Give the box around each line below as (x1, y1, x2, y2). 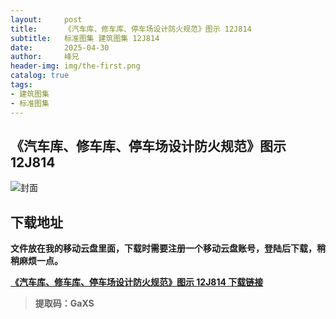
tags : (10, 80, 33, 90)
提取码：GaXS (34, 297, 95, 310)
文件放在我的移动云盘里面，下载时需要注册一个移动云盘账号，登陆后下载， (10, 242, 317, 255)
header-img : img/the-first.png (10, 61, 141, 71)
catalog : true (10, 71, 70, 81)
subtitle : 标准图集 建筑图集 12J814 (10, 33, 160, 43)
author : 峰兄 (10, 52, 80, 62)
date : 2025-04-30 (10, 42, 110, 53)
